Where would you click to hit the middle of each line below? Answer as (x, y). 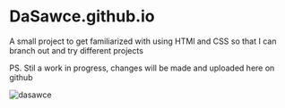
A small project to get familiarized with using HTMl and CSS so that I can (143, 41)
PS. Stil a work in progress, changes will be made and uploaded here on (142, 68)
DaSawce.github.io (82, 17)
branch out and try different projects (76, 50)
